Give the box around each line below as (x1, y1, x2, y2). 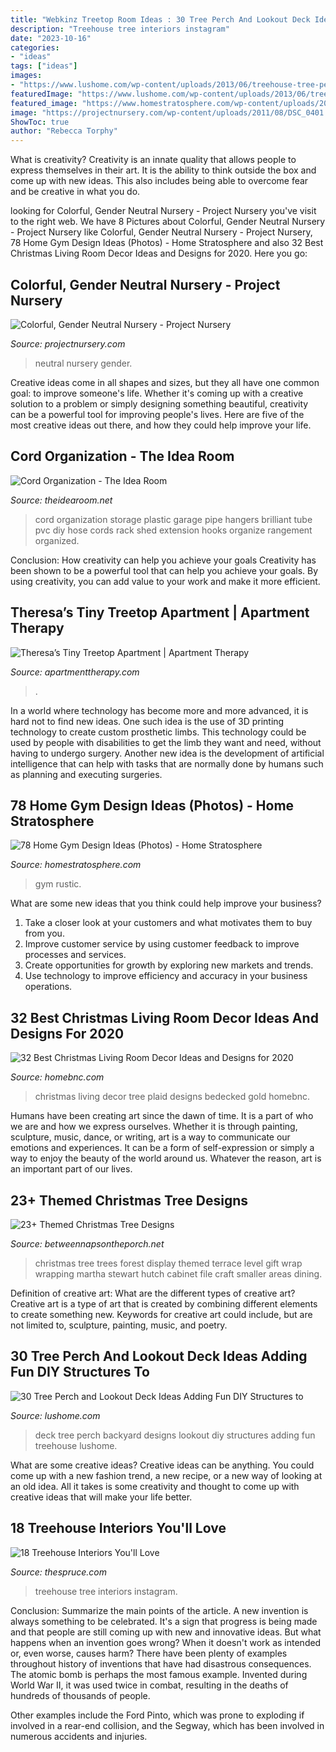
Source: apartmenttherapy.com (10, 666, 140, 678)
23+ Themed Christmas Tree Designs (10, 1192, 249, 1209)
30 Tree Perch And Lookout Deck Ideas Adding (10, 1348, 308, 1365)
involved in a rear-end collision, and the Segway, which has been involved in (10, 1719, 325, 1731)
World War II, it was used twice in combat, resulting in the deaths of (10, 1679, 289, 1691)
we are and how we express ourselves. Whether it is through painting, (10, 1121, 298, 1133)
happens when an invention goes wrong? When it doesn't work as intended (10, 1636, 322, 1648)
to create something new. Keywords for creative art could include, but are (10, 1309, 313, 1320)
